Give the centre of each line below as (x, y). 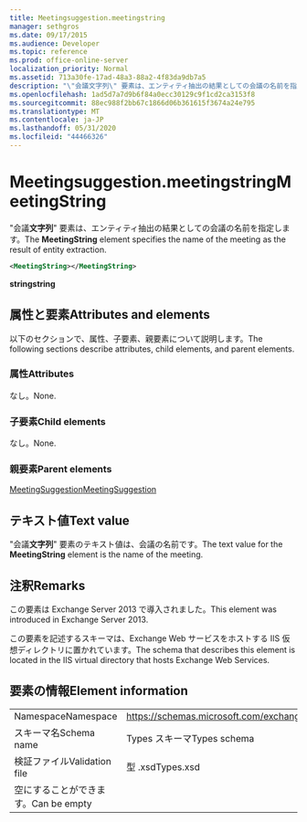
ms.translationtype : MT (55, 111)
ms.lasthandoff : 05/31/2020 (63, 129)
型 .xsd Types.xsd (164, 766)
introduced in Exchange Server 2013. (79, 620)
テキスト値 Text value (69, 520)
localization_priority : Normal (69, 69)
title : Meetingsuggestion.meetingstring (88, 18)
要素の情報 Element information (99, 691)
